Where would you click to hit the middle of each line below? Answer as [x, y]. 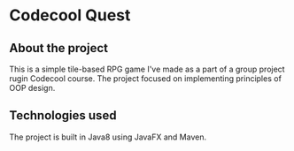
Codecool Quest [70, 15]
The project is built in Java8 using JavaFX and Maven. [108, 137]
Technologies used [63, 116]
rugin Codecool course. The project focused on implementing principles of [145, 79]
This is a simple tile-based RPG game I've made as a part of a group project [147, 69]
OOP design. [32, 88]
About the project [59, 48]
